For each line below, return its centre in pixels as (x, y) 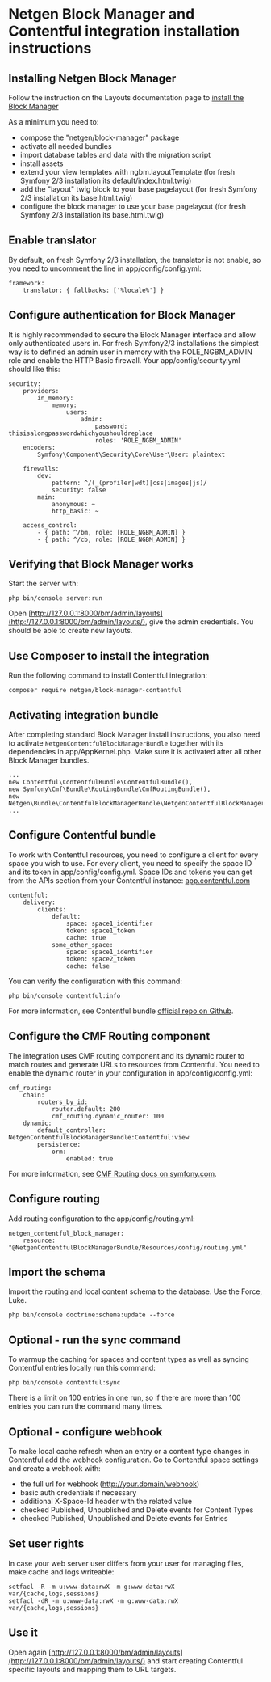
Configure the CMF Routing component (109, 1036)
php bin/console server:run (56, 598)
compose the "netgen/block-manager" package (100, 137)
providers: (41, 391)
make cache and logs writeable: (61, 1572)
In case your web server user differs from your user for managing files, (126, 1563)
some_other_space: (82, 945)
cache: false (88, 966)
